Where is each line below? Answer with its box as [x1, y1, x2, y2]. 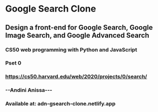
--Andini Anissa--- [5, 87, 53, 94]
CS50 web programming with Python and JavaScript [5, 46, 138, 53]
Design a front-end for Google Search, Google [5, 23, 153, 32]
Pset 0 [5, 60, 22, 67]
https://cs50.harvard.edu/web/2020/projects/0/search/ [5, 73, 147, 80]
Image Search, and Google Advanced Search [5, 31, 149, 39]
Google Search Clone [5, 3, 96, 15]
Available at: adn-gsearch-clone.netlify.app [5, 100, 115, 107]
